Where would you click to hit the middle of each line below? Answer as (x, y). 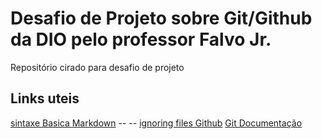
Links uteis (45, 98)
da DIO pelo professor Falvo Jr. (141, 39)
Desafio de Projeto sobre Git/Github (161, 18)
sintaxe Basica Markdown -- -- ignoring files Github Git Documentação (156, 123)
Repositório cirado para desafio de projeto (97, 67)
